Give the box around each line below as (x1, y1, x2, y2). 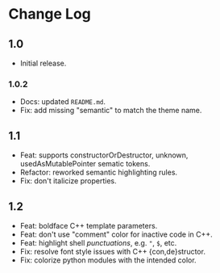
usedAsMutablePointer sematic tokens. (19, 159, 151, 169)
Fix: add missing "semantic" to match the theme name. (19, 106, 202, 115)
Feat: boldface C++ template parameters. (19, 220, 158, 230)
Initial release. (19, 58, 67, 68)
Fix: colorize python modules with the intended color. (19, 255, 197, 265)
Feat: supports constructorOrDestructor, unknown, (19, 150, 189, 160)
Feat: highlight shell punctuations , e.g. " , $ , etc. (19, 237, 177, 247)
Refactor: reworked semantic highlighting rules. (19, 167, 178, 178)
